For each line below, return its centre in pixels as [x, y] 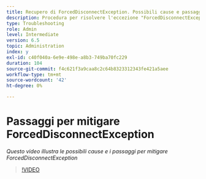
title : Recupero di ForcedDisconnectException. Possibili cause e [93, 12]
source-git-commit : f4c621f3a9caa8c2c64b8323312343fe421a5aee [87, 69]
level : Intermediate [33, 35]
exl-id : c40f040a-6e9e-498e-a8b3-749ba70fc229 [67, 57]
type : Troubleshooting [35, 23]
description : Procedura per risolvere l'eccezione [72, 18]
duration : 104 [25, 63]
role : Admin [21, 29]
